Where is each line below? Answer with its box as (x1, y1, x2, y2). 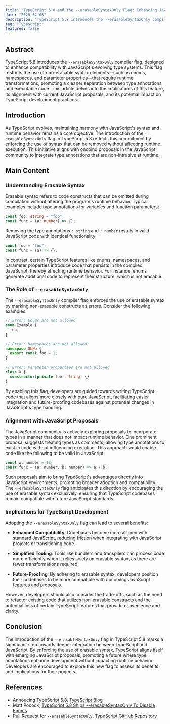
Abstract (5, 45, 34, 54)
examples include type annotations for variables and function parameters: (5, 204, 159, 210)
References (5, 683, 42, 692)
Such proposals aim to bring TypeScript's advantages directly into (5, 474, 143, 480)
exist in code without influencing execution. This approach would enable (5, 445, 156, 451)
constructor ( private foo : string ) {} (10, 374, 90, 379)
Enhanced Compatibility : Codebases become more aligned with (12, 530, 148, 536)
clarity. (5, 608, 20, 614)
